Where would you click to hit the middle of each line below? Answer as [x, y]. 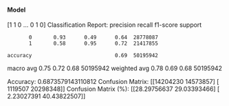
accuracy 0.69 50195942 [83, 56]
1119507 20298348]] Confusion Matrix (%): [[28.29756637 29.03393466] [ [113, 89]
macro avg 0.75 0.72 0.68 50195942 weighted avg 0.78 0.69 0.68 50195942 [115, 68]
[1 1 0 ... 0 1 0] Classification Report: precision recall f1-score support [105, 25]
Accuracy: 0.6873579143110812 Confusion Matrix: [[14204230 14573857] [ [113, 82]
